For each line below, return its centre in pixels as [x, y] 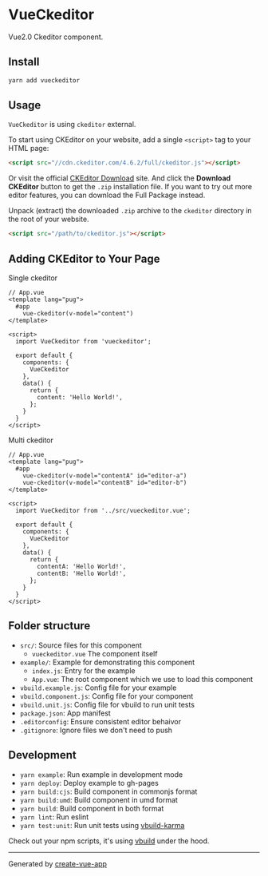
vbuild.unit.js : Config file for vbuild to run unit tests [107, 704]
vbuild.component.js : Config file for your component [106, 696]
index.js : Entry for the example [83, 670]
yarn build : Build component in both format [92, 808]
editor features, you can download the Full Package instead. [107, 195]
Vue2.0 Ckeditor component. [56, 37]
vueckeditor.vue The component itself [95, 653]
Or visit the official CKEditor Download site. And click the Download [120, 178]
